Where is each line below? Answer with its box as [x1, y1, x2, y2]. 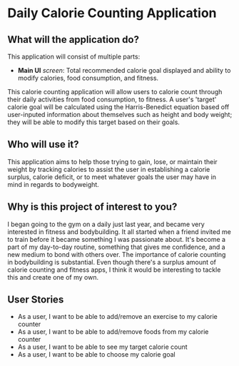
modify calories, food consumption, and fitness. [17, 73, 159, 82]
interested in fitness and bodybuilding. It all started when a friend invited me [7, 227, 232, 236]
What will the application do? [7, 34, 139, 46]
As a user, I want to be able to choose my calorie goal [17, 350, 176, 359]
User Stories [7, 294, 64, 306]
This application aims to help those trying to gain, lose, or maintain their [7, 157, 218, 166]
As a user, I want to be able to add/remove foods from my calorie [17, 327, 209, 336]
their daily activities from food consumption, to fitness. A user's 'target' [7, 95, 217, 103]
